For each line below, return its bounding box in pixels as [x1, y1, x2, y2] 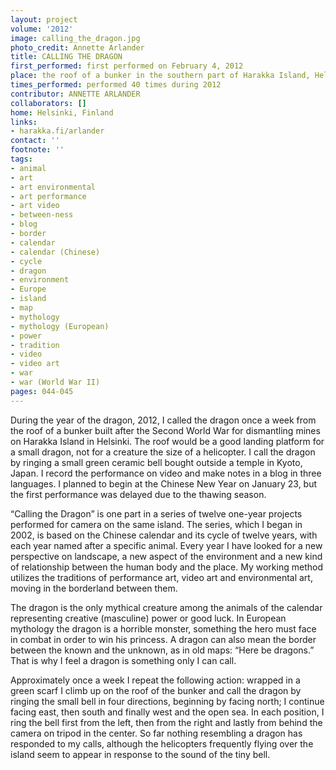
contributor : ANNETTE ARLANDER [10, 89, 141, 99]
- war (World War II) [10, 377, 101, 387]
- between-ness [10, 210, 74, 220]
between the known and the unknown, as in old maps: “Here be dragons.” [10, 644, 315, 656]
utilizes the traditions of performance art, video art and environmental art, [10, 571, 313, 583]
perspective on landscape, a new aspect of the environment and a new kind [10, 550, 323, 562]
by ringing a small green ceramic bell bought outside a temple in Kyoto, [10, 456, 303, 468]
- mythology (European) [10, 321, 110, 331]
